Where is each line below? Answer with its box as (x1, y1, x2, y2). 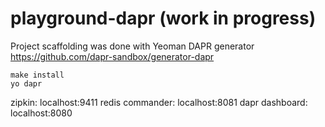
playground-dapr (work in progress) (10, 7, 317, 30)
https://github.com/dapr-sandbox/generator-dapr (10, 50, 215, 62)
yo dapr (10, 78, 43, 89)
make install (10, 70, 65, 80)
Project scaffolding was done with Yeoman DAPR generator (10, 40, 255, 52)
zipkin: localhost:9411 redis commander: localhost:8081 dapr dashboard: (10, 96, 308, 108)
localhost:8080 (10, 107, 73, 119)
